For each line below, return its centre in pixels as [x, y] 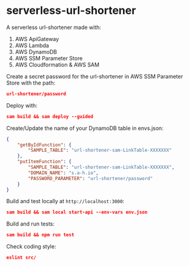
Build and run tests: [30, 224]
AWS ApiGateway [37, 39]
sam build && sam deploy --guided [50, 116]
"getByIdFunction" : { [44, 145]
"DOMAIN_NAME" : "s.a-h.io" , [63, 173]
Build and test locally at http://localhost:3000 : [65, 201]
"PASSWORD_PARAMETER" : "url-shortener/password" [91, 178]
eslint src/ [21, 258]
